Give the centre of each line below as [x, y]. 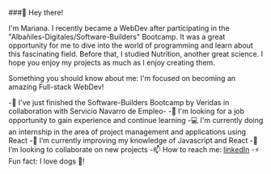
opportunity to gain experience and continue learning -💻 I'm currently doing [136, 120]
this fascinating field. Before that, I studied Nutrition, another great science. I [136, 54]
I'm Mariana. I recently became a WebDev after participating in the [119, 28]
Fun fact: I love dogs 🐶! [47, 161]
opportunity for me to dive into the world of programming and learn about [131, 45]
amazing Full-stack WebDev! [56, 87]
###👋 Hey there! [36, 13]
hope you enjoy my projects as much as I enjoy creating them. [112, 62]
